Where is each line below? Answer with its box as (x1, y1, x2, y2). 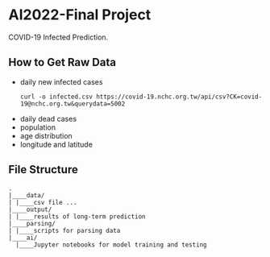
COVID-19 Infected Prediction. (8, 32, 109, 42)
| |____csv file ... (8, 198, 78, 206)
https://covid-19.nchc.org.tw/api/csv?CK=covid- (96, 93, 263, 101)
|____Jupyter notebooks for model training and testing (15, 240, 207, 249)
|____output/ (8, 205, 52, 213)
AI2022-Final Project (8, 6, 152, 24)
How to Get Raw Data (8, 56, 117, 69)
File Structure (8, 163, 78, 176)
